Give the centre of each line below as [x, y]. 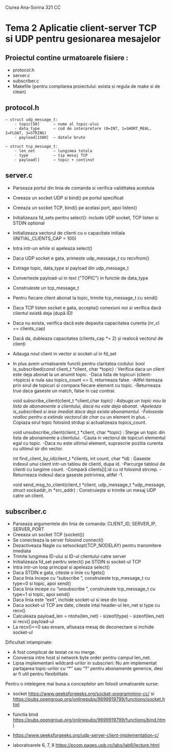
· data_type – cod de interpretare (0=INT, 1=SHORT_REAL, [83, 128]
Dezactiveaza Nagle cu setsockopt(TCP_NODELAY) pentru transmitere [87, 545]
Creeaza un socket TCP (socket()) [48, 535]
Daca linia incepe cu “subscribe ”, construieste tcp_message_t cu [81, 578]
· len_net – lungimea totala [54, 151]
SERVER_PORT [28, 529]
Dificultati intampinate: [29, 642]
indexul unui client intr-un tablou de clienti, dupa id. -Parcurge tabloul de [89, 464]
